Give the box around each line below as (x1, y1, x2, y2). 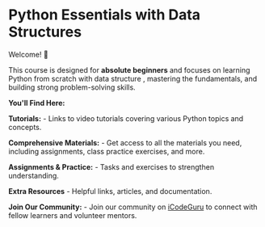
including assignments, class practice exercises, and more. (8, 146, 205, 156)
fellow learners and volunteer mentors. (8, 210, 137, 220)
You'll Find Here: (8, 98, 65, 107)
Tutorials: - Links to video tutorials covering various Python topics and (8, 113, 244, 123)
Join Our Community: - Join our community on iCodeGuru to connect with (8, 202, 258, 212)
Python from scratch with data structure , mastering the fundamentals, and (8, 74, 257, 83)
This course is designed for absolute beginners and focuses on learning (8, 65, 250, 74)
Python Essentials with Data (8, 6, 200, 24)
